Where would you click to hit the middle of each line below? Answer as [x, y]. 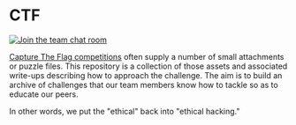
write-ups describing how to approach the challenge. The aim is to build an [146, 75]
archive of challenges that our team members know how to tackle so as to [144, 85]
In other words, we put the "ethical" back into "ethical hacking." [125, 111]
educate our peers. [44, 94]
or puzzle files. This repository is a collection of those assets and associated [148, 66]
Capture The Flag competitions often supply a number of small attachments [147, 56]
